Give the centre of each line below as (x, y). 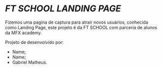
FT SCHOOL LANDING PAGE (63, 9)
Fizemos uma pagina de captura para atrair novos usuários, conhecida (77, 22)
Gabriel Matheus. (30, 62)
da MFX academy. (23, 33)
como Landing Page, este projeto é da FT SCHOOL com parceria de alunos (81, 27)
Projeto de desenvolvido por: (34, 42)
